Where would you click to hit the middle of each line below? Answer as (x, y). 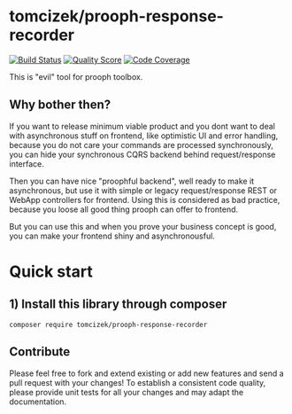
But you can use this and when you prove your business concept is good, (143, 226)
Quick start (51, 271)
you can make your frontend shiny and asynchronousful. (112, 236)
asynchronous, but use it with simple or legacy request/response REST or (143, 190)
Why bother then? (60, 105)
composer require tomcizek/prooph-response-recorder (108, 324)
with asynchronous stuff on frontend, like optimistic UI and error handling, (144, 136)
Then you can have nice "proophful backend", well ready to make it (132, 181)
